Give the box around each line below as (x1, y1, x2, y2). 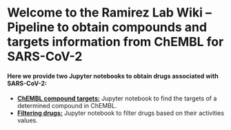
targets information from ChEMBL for (7, 34, 224, 50)
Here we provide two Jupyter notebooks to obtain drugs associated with (7, 72, 219, 80)
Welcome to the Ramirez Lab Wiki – (7, 5, 212, 21)
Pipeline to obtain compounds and (7, 19, 208, 35)
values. (17, 116, 38, 124)
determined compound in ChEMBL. (17, 102, 117, 110)
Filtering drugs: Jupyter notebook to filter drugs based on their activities (17, 109, 225, 118)
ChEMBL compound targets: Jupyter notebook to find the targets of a (17, 94, 217, 102)
